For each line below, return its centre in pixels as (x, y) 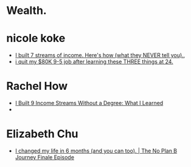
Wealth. (26, 11)
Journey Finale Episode (45, 157)
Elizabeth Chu (42, 134)
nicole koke (36, 39)
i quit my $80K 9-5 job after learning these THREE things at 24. (94, 62)
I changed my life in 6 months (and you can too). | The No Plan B (96, 151)
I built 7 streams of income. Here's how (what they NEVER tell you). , (100, 55)
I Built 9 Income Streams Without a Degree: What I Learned (89, 103)
